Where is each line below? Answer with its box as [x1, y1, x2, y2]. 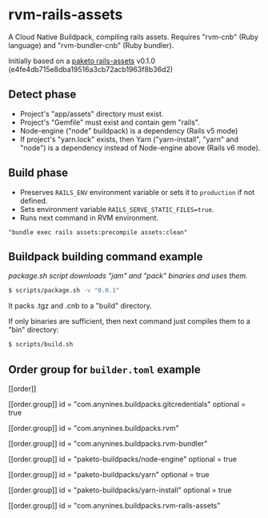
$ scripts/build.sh [8, 341, 74, 349]
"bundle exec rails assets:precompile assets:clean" [8, 228, 188, 237]
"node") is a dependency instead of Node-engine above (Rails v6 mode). [19, 142, 261, 153]
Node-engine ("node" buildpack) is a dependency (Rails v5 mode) [19, 126, 238, 135]
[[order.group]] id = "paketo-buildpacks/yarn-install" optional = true [8, 485, 232, 495]
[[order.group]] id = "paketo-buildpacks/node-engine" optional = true [8, 454, 238, 464]
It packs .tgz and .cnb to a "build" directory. [8, 301, 152, 311]
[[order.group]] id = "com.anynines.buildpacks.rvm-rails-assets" [8, 500, 221, 510]
